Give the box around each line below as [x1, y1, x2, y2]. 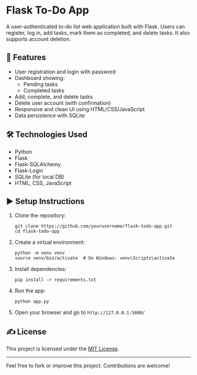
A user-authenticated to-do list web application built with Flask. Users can [6, 23, 185, 30]
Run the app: [14, 287, 46, 294]
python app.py [14, 299, 49, 304]
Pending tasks [23, 81, 58, 88]
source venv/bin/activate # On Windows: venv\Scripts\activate [14, 255, 175, 262]
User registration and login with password [14, 68, 116, 75]
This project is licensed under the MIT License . [6, 345, 120, 353]
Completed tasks [23, 86, 64, 94]
